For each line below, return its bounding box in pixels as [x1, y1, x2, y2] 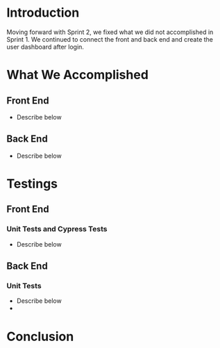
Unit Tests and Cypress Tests [6, 224, 108, 234]
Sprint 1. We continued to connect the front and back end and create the [6, 35, 213, 43]
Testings [6, 176, 58, 192]
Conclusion [6, 329, 74, 345]
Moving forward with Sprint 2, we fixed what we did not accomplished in [6, 28, 214, 36]
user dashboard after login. [6, 42, 85, 51]
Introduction [6, 5, 80, 21]
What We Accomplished [6, 67, 149, 83]
